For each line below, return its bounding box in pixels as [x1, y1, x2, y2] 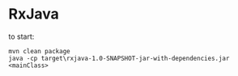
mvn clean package [8, 47, 70, 55]
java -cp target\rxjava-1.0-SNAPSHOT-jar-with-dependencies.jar [8, 54, 230, 62]
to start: [8, 32, 35, 41]
